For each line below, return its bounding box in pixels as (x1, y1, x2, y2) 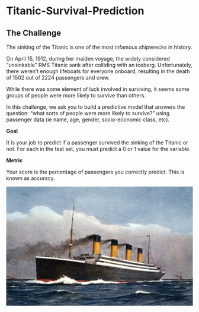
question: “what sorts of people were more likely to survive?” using (6, 110, 170, 116)
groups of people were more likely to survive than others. (6, 92, 146, 99)
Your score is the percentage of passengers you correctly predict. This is (6, 168, 185, 175)
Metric (6, 157, 23, 164)
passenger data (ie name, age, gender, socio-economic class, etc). (6, 116, 170, 123)
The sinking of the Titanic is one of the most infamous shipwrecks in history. (6, 43, 192, 51)
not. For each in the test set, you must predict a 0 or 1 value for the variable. (6, 146, 191, 152)
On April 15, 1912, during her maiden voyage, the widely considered (6, 55, 170, 62)
